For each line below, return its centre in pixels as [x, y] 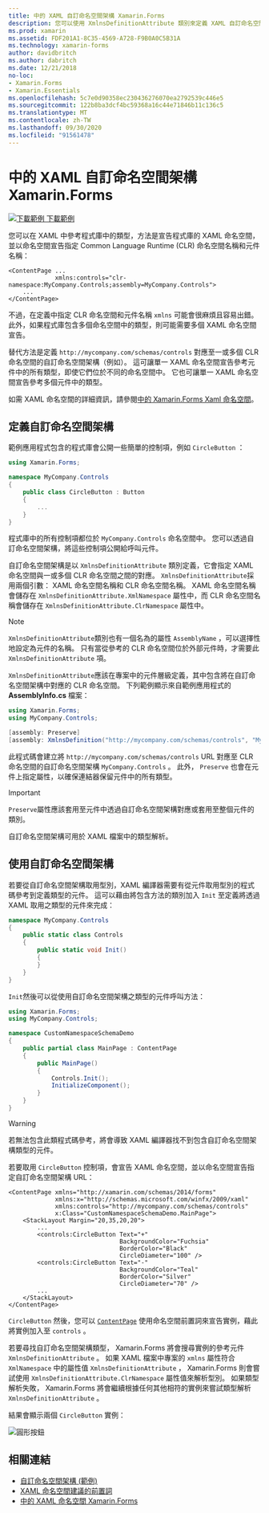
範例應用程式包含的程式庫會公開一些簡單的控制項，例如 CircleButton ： [126, 447]
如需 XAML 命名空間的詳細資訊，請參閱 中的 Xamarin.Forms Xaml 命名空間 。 [133, 399]
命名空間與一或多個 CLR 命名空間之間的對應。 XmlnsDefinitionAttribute [128, 576]
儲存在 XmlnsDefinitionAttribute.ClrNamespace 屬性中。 [115, 606]
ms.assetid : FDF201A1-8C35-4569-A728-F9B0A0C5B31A [94, 38]
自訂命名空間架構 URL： [54, 1177]
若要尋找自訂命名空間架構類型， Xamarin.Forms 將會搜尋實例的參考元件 [126, 1348]
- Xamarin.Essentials [44, 90]
